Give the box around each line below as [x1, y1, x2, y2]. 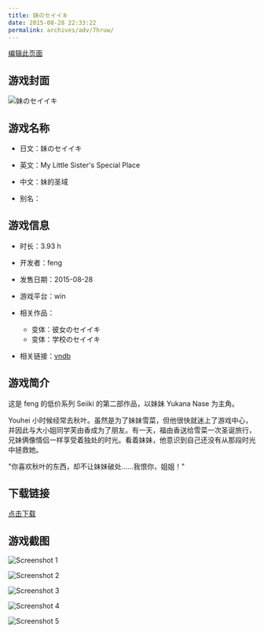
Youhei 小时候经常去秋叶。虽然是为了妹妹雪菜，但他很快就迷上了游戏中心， [8, 415, 253, 425]
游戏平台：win [19, 291, 66, 301]
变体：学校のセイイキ [31, 335, 101, 344]
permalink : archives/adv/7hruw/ [8, 26, 114, 34]
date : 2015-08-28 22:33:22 [8, 19, 97, 27]
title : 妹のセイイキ [8, 11, 68, 20]
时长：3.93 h [19, 241, 61, 251]
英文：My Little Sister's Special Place [19, 160, 141, 170]
